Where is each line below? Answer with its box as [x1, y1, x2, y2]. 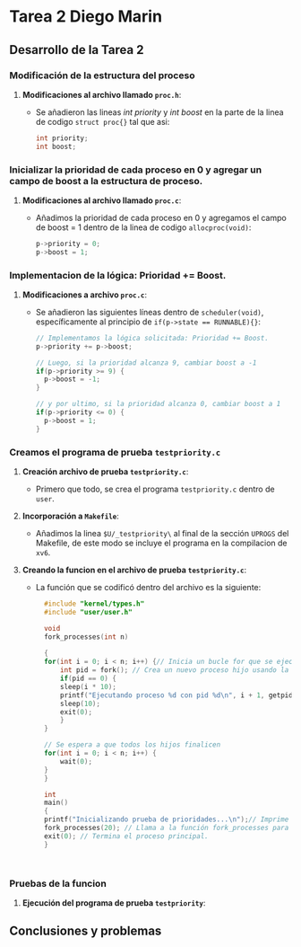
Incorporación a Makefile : [21, 510, 119, 522]
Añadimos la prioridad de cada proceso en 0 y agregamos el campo [35, 212, 287, 223]
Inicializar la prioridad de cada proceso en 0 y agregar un [9, 164, 262, 176]
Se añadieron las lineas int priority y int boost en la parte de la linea [35, 106, 284, 118]
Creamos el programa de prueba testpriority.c [9, 446, 221, 458]
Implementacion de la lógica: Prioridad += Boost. [9, 269, 227, 281]
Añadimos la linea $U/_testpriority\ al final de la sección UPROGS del [35, 528, 289, 539]
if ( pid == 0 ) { [59, 674, 116, 684]
